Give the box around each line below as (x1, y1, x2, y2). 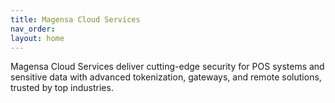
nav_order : (10, 24, 56, 34)
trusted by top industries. (10, 82, 114, 94)
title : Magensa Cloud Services (10, 14, 141, 25)
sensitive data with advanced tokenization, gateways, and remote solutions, (10, 71, 322, 83)
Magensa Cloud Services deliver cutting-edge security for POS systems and (10, 61, 325, 73)
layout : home (10, 33, 65, 43)
